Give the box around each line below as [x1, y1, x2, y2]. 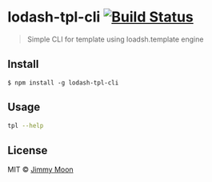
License [7, 144, 48, 157]
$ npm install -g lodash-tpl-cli [7, 78, 119, 87]
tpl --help [7, 121, 44, 129]
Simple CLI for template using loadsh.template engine [26, 34, 204, 44]
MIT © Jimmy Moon [7, 164, 74, 175]
